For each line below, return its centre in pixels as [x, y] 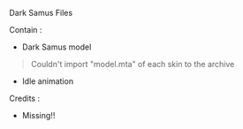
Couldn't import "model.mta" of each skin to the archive [133, 64]
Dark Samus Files [41, 13]
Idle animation [47, 81]
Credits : [25, 98]
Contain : [26, 30]
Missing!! [38, 115]
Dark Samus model [57, 47]
